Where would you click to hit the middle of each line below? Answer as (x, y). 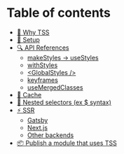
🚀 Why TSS (33, 32)
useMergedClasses (55, 87)
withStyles (42, 65)
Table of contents (59, 13)
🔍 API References (43, 48)
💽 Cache (29, 94)
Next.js (37, 127)
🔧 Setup (28, 39)
